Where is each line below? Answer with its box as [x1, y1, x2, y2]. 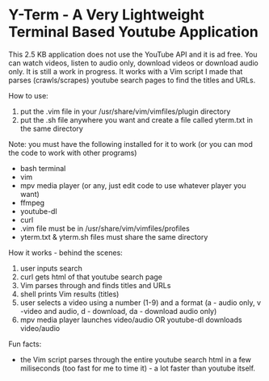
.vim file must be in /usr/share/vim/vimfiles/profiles [19, 224, 190, 233]
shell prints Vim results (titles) [19, 289, 120, 299]
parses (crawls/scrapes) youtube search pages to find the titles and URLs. [8, 75, 256, 85]
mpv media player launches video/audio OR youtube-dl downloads [19, 315, 242, 324]
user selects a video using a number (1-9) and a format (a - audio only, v [19, 297, 261, 308]
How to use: [8, 90, 48, 100]
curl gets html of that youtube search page [19, 272, 163, 282]
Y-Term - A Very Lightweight [8, 6, 204, 24]
